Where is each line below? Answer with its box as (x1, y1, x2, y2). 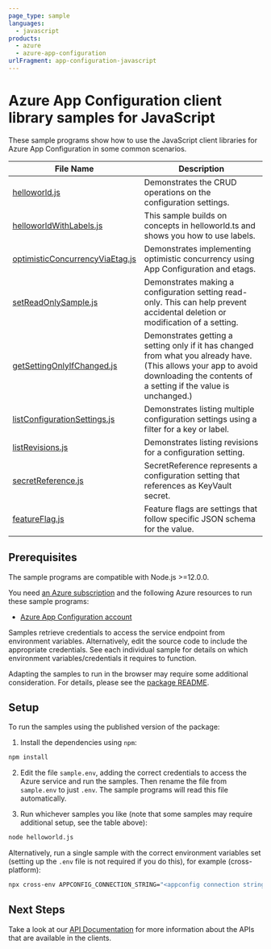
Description (178, 163, 224, 174)
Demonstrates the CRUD (144, 177, 237, 188)
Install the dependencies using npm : (19, 738, 137, 747)
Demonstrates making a (144, 276, 235, 287)
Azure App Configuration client (8, 92, 223, 110)
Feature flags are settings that (144, 503, 258, 514)
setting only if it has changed (144, 339, 254, 351)
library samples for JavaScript (8, 109, 215, 127)
